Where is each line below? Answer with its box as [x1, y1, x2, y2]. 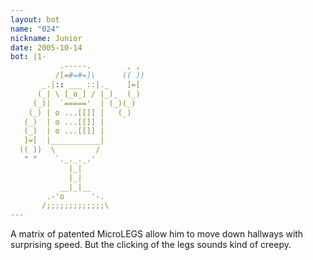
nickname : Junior [10, 33, 83, 43]
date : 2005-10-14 [10, 42, 83, 53]
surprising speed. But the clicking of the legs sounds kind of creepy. [10, 239, 292, 251]
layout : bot [10, 14, 60, 25]
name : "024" [10, 24, 60, 34]
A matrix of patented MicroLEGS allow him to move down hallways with [10, 228, 304, 240]
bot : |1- [10, 52, 47, 62]
